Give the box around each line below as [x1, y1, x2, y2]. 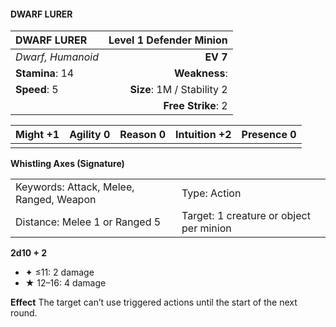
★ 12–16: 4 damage [24, 277, 107, 289]
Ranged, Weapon [15, 193, 97, 207]
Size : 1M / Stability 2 [129, 83, 228, 97]
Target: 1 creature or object [181, 209, 311, 223]
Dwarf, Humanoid [15, 50, 99, 64]
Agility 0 [69, 128, 111, 142]
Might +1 [15, 128, 60, 142]
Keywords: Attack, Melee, [15, 180, 135, 194]
